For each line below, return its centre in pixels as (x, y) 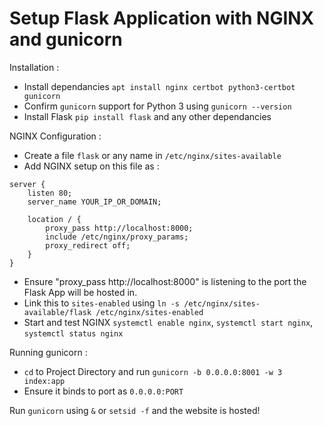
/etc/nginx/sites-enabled (149, 312)
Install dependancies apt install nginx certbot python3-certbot (159, 86)
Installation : (34, 67)
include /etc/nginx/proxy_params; (117, 237)
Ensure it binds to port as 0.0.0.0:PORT (103, 391)
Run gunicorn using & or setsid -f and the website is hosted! (135, 410)
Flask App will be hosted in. (80, 292)
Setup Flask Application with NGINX (162, 18)
